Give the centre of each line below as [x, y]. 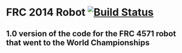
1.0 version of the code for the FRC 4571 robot [91, 34]
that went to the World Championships [78, 42]
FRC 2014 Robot [46, 12]
